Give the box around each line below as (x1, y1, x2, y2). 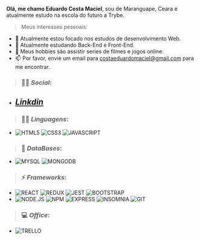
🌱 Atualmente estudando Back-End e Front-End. (15, 42, 135, 48)
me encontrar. (15, 63, 50, 70)
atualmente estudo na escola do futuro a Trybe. (6, 11, 125, 19)
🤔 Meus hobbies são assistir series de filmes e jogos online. (15, 48, 164, 55)
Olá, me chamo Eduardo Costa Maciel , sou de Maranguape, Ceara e (6, 5, 178, 12)
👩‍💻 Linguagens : (21, 115, 69, 123)
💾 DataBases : (21, 144, 62, 152)
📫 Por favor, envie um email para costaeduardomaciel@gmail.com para (15, 54, 195, 62)
